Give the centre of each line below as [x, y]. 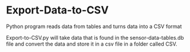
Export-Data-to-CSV [57, 10]
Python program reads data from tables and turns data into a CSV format [94, 26]
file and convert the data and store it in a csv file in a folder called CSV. [92, 44]
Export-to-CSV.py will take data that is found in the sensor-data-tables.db [95, 37]
